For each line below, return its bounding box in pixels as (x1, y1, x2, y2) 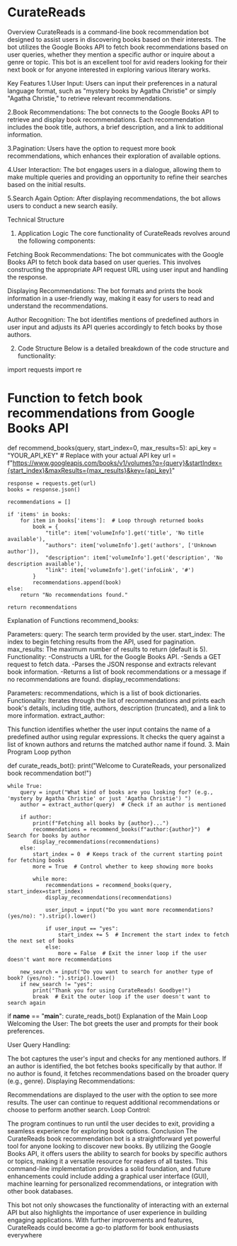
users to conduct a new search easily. (7, 201, 118, 210)
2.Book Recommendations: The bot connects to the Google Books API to (7, 108, 219, 116)
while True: (7, 782, 42, 789)
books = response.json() (7, 486, 81, 493)
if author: (20, 813, 52, 821)
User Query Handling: (7, 1040, 71, 1048)
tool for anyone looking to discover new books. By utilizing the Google (7, 1141, 212, 1150)
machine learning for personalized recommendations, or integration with (7, 1179, 218, 1188)
